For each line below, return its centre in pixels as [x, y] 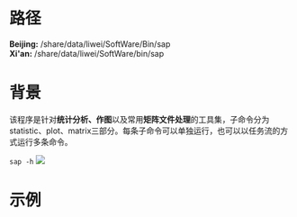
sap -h [22, 162]
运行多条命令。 [45, 141]
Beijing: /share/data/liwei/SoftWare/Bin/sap [90, 44]
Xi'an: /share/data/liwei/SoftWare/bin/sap [87, 53]
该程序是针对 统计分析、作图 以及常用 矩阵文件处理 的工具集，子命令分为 [139, 119]
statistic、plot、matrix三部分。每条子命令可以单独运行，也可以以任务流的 [145, 131]
